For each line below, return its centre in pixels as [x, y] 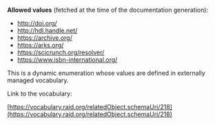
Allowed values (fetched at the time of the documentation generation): [108, 10]
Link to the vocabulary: [40, 93]
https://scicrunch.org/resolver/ [61, 52]
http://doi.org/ [37, 23]
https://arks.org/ [40, 45]
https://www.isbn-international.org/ [67, 60]
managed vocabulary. [38, 80]
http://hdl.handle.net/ [47, 31]
